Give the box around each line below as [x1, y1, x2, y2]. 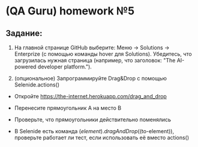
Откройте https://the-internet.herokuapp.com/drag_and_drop [14, 93, 167, 100]
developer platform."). [37, 63, 92, 70]
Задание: [5, 28, 43, 38]
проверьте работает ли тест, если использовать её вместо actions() [14, 134, 190, 141]
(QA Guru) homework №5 [5, 4, 135, 18]
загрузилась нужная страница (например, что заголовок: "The [14, 57, 176, 64]
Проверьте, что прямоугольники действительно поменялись [14, 116, 172, 123]
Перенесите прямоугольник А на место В [14, 104, 122, 112]
